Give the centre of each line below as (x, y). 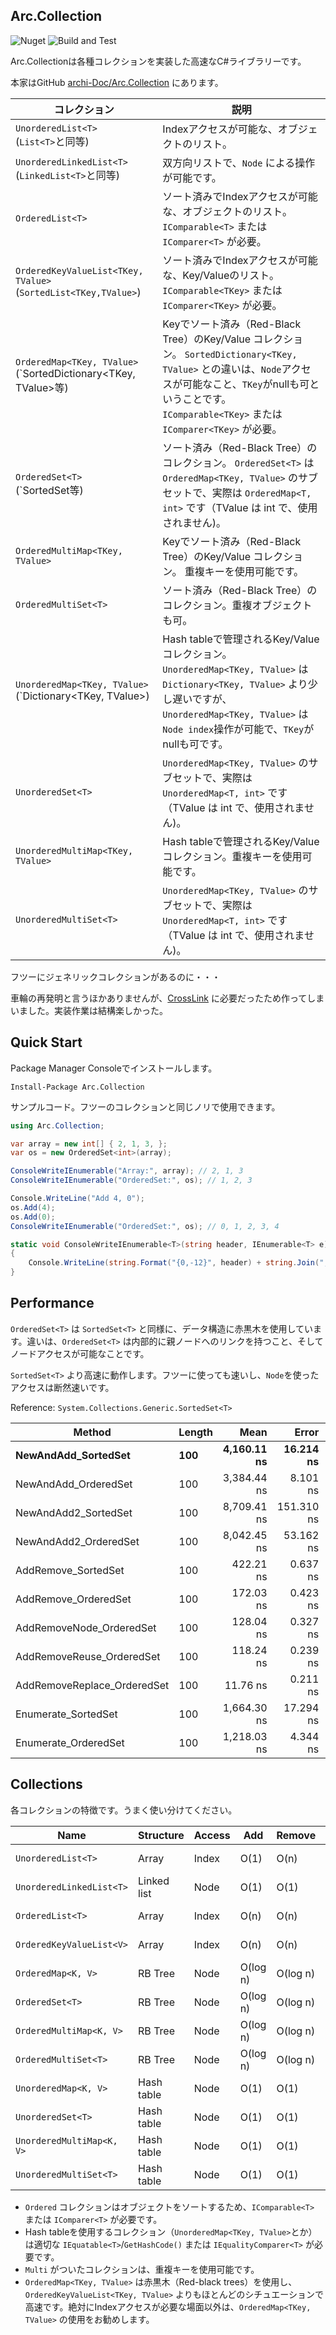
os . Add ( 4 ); (33, 1207)
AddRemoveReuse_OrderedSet (88, 1656)
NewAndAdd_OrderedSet (74, 1484)
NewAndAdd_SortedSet (73, 1455)
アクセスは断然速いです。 (62, 1387)
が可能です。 (192, 177)
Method (92, 1432)
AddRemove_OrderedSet (73, 1599)
